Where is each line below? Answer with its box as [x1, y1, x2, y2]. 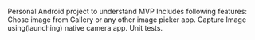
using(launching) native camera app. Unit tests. [7, 24, 163, 32]
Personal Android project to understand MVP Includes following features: [7, 7, 248, 16]
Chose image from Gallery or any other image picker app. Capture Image [7, 15, 247, 24]
